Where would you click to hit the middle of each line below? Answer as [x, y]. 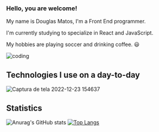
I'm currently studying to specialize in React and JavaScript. [80, 33]
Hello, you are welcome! [42, 8]
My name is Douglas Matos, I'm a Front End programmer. [76, 22]
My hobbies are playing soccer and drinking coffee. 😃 [73, 44]
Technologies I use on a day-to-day [73, 75]
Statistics [24, 108]
